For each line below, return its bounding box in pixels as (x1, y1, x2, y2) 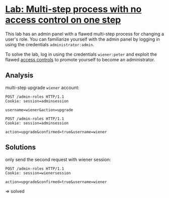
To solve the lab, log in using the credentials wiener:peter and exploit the (5, 51, 157, 57)
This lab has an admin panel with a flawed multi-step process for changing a (5, 31, 164, 37)
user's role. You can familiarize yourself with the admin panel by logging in (5, 36, 160, 42)
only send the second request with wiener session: (5, 156, 111, 162)
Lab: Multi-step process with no (5, 4, 142, 15)
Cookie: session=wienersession (5, 170, 71, 175)
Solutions (5, 143, 36, 152)
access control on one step (5, 14, 121, 26)
